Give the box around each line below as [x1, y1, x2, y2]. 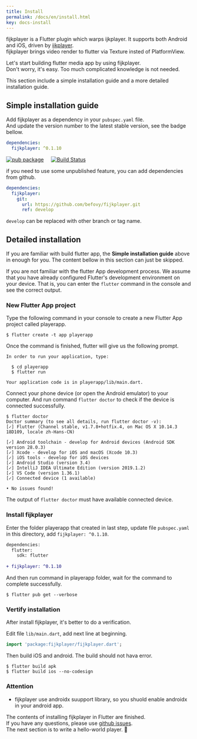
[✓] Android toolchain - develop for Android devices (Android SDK [6, 439, 175, 446]
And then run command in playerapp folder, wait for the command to [6, 574, 172, 581]
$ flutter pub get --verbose [6, 592, 78, 598]
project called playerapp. [6, 321, 66, 328]
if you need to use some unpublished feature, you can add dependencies [6, 167, 183, 174]
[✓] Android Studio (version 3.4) [6, 460, 91, 466]
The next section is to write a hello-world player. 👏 [6, 725, 128, 733]
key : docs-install [6, 19, 51, 25]
